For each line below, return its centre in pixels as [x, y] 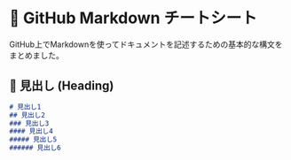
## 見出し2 [28, 115]
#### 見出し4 [31, 132]
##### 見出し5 [33, 140]
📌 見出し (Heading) [62, 86]
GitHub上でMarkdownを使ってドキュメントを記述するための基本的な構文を [146, 44]
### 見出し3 [29, 123]
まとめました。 [36, 55]
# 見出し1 [25, 107]
